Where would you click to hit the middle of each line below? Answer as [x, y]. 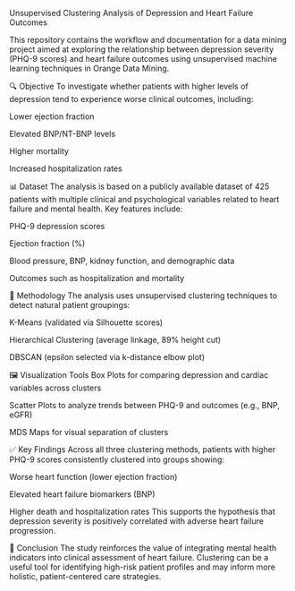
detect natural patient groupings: [70, 305]
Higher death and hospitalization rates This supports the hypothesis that [142, 511]
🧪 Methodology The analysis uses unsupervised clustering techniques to [143, 295]
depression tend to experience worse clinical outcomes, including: [131, 99]
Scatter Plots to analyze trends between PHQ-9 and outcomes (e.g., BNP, [144, 405]
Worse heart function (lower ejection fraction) [93, 477]
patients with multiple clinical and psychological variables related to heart [144, 199]
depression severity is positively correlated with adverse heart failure [136, 521]
